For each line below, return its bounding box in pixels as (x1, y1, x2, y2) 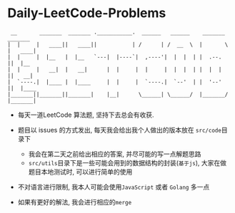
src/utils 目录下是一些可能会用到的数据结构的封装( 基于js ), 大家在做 (28, 158, 227, 167)
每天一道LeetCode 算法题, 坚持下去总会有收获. (17, 110, 154, 119)
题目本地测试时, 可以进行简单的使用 (28, 167, 133, 176)
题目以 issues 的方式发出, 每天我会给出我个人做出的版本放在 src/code (17, 125, 221, 134)
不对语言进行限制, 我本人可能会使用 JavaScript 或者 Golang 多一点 (17, 182, 210, 191)
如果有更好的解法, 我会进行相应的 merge (17, 197, 132, 206)
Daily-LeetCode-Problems (7, 5, 166, 21)
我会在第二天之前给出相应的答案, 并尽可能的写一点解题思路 (28, 150, 201, 158)
